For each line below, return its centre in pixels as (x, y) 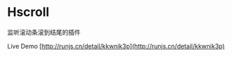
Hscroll (29, 12)
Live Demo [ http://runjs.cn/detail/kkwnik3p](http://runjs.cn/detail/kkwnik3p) (116, 46)
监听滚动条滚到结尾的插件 (44, 32)
